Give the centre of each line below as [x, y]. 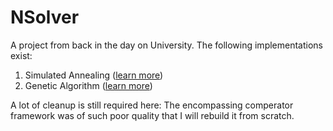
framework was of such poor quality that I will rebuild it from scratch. [152, 115]
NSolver [45, 17]
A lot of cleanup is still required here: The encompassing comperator [152, 105]
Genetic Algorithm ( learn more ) [88, 85]
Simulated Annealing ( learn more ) [94, 75]
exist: [21, 55]
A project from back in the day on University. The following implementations [166, 45]
